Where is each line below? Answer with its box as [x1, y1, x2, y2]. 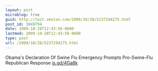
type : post [5, 36, 29, 41]
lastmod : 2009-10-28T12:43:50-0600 [5, 31, 81, 36]
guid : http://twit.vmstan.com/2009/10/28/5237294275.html [5, 17, 131, 22]
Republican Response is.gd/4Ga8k [5, 59, 78, 66]
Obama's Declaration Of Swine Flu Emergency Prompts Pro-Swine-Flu [5, 54, 153, 60]
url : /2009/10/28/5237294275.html [5, 41, 79, 46]
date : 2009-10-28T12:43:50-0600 [5, 26, 74, 31]
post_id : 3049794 [5, 21, 42, 27]
